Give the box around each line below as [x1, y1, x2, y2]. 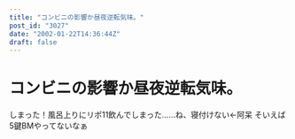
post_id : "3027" [9, 21, 69, 30]
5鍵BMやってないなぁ [9, 120, 89, 131]
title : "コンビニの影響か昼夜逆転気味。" [9, 12, 144, 22]
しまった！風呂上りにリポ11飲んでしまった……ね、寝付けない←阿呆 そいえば [9, 110, 286, 120]
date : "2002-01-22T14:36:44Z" [9, 29, 121, 38]
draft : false [9, 37, 58, 47]
